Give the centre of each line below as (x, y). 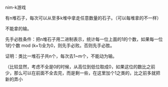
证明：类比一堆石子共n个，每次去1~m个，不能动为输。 (61, 56)
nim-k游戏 (16, 7)
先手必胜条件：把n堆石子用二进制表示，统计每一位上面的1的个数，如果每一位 (84, 39)
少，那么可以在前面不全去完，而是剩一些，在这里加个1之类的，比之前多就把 (83, 73)
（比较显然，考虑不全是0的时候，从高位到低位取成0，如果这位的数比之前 (80, 67)
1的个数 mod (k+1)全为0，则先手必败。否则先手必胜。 (60, 45)
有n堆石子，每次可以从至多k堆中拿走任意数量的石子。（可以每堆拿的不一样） (83, 18)
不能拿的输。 (18, 28)
